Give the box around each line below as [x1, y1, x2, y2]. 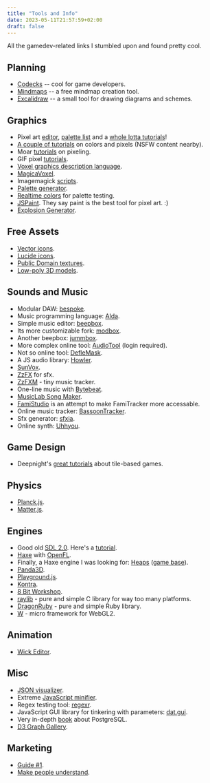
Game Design [7, 441, 67, 453]
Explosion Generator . [16, 206, 77, 214]
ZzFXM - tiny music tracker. [16, 377, 96, 386]
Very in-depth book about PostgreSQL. [16, 715, 128, 723]
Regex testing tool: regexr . [16, 700, 91, 709]
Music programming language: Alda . [16, 311, 120, 320]
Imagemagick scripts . [16, 177, 78, 185]
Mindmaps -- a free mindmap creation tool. [16, 87, 139, 96]
